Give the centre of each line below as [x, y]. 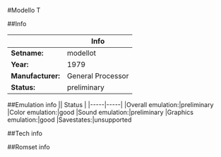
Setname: [27, 53]
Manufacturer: [36, 76]
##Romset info [29, 147]
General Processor [98, 76]
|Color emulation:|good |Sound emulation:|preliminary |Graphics [101, 112]
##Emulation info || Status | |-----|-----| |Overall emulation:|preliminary [110, 105]
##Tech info [25, 133]
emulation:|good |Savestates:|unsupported [70, 120]
